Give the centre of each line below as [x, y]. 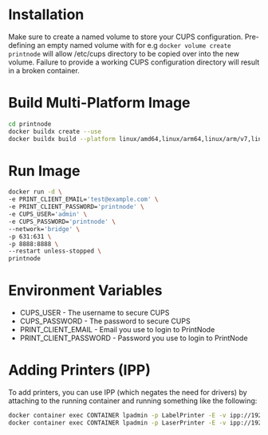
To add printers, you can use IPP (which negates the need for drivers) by [128, 393]
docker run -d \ [35, 192]
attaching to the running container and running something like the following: [133, 401]
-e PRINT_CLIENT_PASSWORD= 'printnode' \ [77, 207]
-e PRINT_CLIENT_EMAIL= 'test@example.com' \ [83, 200]
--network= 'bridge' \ [44, 229]
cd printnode [30, 124]
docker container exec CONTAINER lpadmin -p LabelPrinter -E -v [117, 416]
